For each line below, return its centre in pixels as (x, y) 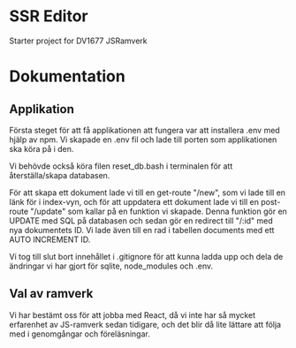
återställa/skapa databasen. (60, 175)
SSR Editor (49, 16)
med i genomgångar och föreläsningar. (80, 334)
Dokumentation (67, 76)
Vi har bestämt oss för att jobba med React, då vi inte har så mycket (133, 314)
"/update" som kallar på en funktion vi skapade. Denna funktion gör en (159, 211)
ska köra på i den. (42, 148)
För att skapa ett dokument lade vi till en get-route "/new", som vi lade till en (147, 193)
